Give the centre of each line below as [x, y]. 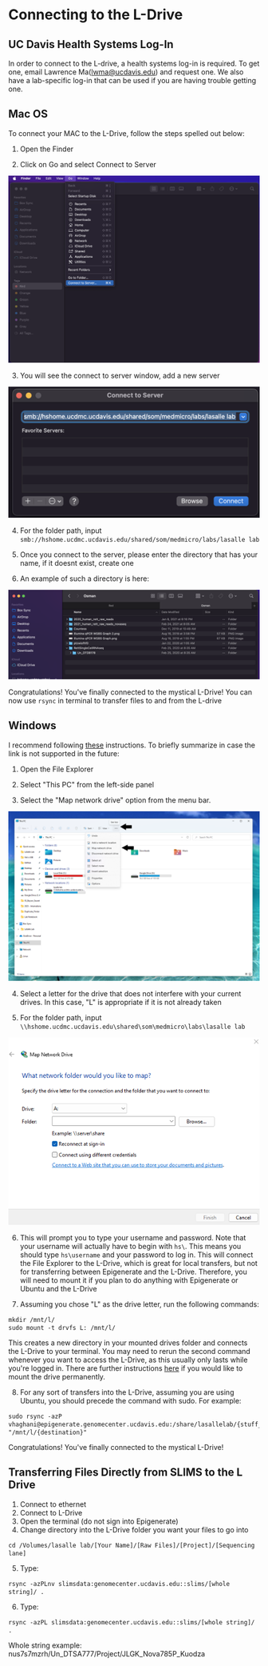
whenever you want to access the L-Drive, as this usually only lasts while [128, 1360]
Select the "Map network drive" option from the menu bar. [115, 800]
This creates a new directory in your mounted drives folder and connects [128, 1343]
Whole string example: [45, 1645]
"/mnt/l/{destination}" [48, 1432]
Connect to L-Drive [51, 1512]
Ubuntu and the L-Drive [58, 1288]
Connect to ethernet [53, 1504]
